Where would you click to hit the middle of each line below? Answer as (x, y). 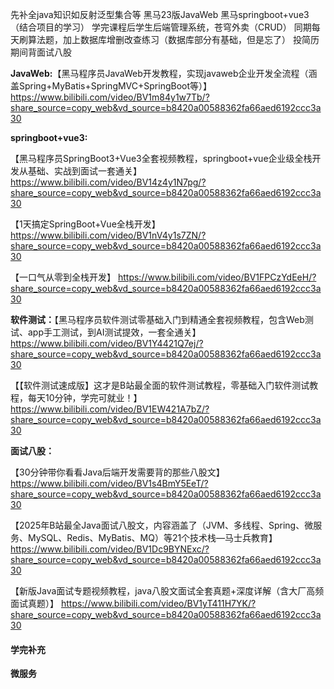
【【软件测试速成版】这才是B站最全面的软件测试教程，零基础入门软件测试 (160, 385)
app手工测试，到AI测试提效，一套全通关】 (114, 332)
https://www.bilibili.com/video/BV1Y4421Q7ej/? (107, 343)
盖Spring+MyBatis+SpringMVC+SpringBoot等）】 (111, 86)
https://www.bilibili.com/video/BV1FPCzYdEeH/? (217, 277)
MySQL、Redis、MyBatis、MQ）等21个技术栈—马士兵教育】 (152, 537)
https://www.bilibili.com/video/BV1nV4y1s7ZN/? (108, 235)
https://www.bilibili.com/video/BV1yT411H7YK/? (158, 603)
